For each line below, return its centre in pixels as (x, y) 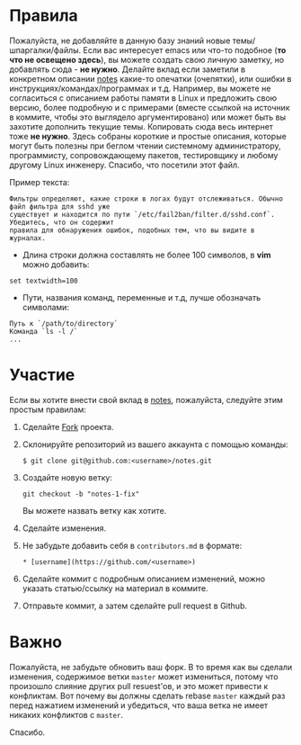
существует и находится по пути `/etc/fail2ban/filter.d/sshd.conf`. (142, 214)
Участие (42, 375)
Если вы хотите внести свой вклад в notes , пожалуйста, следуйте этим (146, 399)
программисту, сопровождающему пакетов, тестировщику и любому (144, 155)
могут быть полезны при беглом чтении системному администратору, (145, 146)
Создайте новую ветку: (67, 477)
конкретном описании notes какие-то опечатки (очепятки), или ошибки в (150, 78)
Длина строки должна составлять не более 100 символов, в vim (146, 255)
